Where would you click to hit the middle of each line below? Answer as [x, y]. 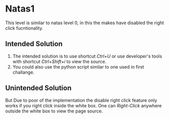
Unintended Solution [38, 88]
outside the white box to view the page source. [54, 111]
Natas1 [20, 9]
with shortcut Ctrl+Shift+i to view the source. [59, 62]
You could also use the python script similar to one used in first [78, 67]
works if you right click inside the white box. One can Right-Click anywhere [83, 105]
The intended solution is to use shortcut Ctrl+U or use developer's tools [87, 56]
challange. [23, 72]
